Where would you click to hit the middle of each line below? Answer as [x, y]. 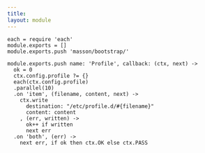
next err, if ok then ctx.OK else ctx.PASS [84, 143]
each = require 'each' [40, 39]
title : [17, 14]
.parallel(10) [34, 88]
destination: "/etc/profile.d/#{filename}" [90, 106]
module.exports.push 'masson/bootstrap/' [68, 51]
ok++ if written [49, 124]
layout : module [29, 20]
